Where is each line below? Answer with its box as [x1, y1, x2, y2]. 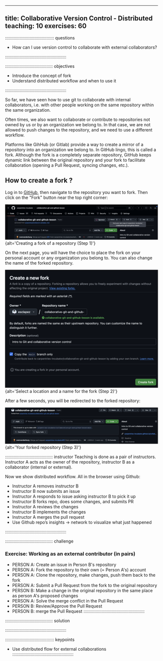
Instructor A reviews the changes [12, 504, 79, 510]
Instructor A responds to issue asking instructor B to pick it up [12, 493, 136, 500]
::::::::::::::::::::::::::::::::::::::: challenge [5, 538, 74, 544]
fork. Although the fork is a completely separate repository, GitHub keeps [5, 152, 151, 157]
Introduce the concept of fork [12, 73, 71, 78]
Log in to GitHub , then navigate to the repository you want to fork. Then [5, 189, 148, 195]
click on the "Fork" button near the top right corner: [5, 194, 108, 200]
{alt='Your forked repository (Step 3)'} [5, 445, 81, 450]
